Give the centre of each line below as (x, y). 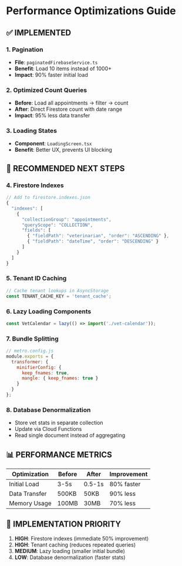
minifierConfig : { (39, 367)
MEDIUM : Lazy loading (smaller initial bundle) (70, 551)
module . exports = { (30, 356)
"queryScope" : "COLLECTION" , (57, 225)
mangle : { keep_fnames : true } (60, 378)
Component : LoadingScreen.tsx (53, 143)
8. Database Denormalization (48, 410)
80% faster (125, 484)
